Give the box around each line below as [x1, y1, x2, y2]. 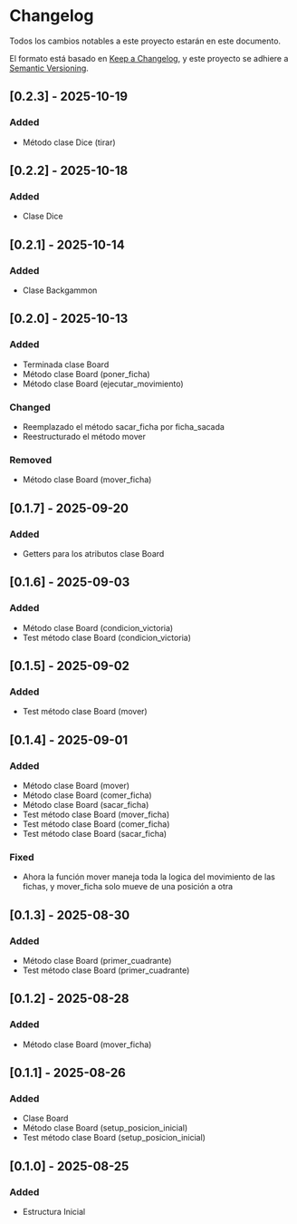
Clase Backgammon [22, 285, 98, 296]
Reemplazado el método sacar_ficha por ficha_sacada [22, 421, 225, 432]
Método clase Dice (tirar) [22, 137, 116, 148]
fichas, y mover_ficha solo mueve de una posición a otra [22, 881, 234, 892]
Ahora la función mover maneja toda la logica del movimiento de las [22, 871, 276, 882]
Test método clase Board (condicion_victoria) [22, 632, 192, 643]
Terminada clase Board [22, 359, 110, 370]
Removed [9, 453, 53, 466]
